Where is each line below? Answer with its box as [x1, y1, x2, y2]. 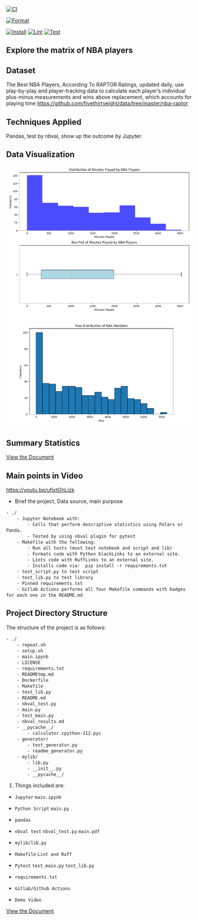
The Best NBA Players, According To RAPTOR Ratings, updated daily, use [6, 81, 184, 88]
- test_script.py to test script [16, 569, 99, 575]
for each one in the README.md [6, 593, 83, 598]
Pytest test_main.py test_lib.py [14, 863, 95, 869]
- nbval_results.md [16, 719, 65, 724]
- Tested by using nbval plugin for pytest [27, 534, 136, 540]
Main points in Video [6, 471, 84, 481]
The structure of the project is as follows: [6, 624, 106, 631]
